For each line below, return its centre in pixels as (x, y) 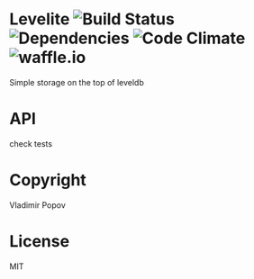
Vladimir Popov (37, 205)
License (40, 241)
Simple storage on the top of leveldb (77, 82)
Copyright (48, 180)
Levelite (40, 19)
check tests (31, 143)
